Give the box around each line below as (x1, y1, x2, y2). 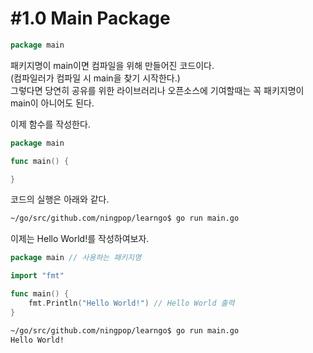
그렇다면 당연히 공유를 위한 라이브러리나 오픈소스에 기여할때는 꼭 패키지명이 (10, 84, 305, 96)
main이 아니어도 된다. (10, 97, 95, 109)
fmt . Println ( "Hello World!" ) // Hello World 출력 (28, 298, 235, 308)
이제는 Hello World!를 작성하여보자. (10, 233, 150, 245)
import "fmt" (10, 271, 65, 281)
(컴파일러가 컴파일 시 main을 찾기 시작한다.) (10, 72, 181, 84)
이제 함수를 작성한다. (10, 118, 91, 130)
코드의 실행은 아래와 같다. (10, 193, 110, 206)
